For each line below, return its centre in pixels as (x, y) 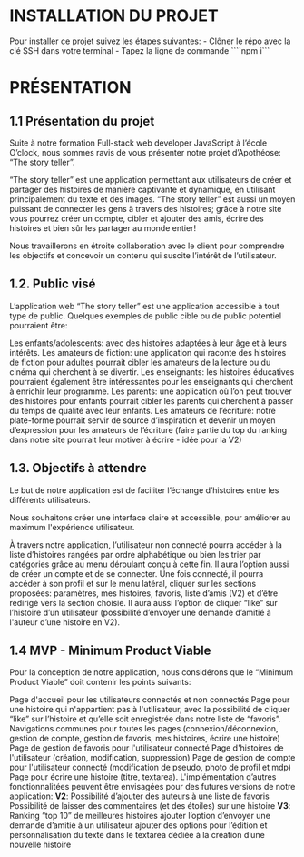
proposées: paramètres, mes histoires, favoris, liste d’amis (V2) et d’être (144, 593)
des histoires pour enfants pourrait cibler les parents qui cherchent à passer (152, 400)
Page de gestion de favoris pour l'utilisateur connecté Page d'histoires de (147, 748)
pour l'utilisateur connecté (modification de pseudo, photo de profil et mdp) (151, 767)
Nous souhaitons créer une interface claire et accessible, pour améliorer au (150, 517)
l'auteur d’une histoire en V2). (65, 622)
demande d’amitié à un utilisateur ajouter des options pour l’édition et (138, 825)
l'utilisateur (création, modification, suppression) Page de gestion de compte (152, 758)
